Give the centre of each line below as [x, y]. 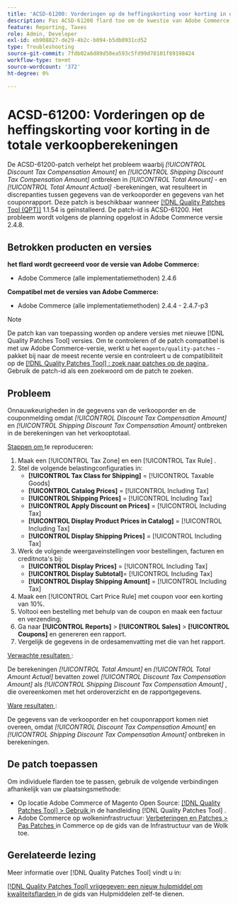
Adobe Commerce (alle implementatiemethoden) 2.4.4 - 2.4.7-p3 [113, 305]
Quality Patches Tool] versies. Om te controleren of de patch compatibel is [116, 341]
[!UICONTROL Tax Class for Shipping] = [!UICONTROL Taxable [121, 476]
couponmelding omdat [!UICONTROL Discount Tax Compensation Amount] [117, 418]
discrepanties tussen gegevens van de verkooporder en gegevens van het [116, 195]
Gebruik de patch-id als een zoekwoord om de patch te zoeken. [100, 371]
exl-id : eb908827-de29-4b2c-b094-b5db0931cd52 [77, 40]
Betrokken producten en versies [80, 247]
